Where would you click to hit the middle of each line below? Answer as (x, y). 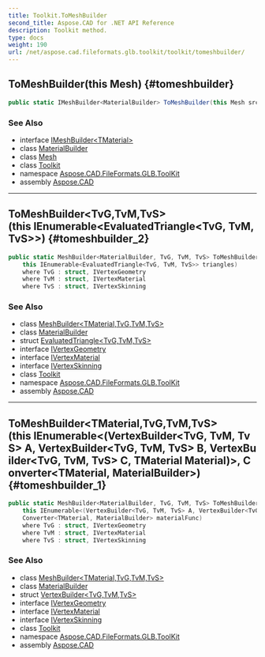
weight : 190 (28, 45)
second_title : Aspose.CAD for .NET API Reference (91, 23)
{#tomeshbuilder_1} (57, 485)
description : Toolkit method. (58, 30)
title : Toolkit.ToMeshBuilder (58, 15)
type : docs (26, 38)
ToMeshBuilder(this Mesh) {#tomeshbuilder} (121, 84)
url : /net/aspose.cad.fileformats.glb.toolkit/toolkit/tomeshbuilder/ (127, 52)
